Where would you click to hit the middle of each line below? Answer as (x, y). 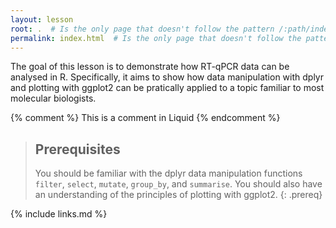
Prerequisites (77, 149)
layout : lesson (42, 19)
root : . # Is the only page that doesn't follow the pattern (142, 29)
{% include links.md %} (59, 214)
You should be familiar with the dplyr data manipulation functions (168, 173)
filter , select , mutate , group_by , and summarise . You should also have (178, 184)
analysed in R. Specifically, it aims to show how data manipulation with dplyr (167, 77)
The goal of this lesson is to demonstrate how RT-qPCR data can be (150, 67)
